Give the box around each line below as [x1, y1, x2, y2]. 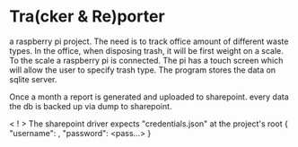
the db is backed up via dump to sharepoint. [9, 100, 172, 111]
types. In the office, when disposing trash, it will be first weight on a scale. [9, 45, 285, 56]
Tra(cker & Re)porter [9, 6, 165, 27]
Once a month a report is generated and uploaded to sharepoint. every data [9, 91, 289, 102]
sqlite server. [9, 73, 57, 84]
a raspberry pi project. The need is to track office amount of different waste [9, 36, 289, 47]
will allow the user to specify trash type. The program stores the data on [9, 65, 276, 75]
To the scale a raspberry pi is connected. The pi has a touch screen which [9, 55, 284, 65]
